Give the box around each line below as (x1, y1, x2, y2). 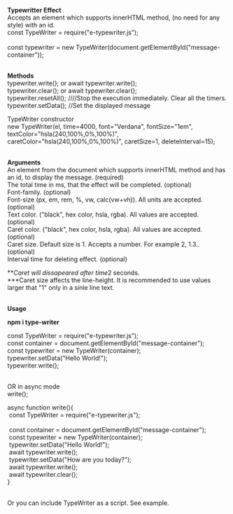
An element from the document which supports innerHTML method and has (7, 166, 226, 174)
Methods (7, 71, 34, 80)
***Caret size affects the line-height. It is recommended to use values (7, 276, 211, 284)
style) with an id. (7, 21, 55, 29)
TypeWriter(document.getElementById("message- (76, 43, 220, 51)
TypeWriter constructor (7, 115, 75, 123)
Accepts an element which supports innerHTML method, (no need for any (7, 13, 220, 22)
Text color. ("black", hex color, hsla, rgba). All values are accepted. (7, 210, 199, 218)
